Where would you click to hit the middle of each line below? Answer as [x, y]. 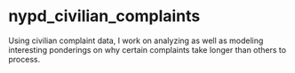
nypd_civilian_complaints [104, 16]
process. [24, 59]
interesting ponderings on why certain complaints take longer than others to [147, 49]
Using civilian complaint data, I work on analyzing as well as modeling [136, 40]
